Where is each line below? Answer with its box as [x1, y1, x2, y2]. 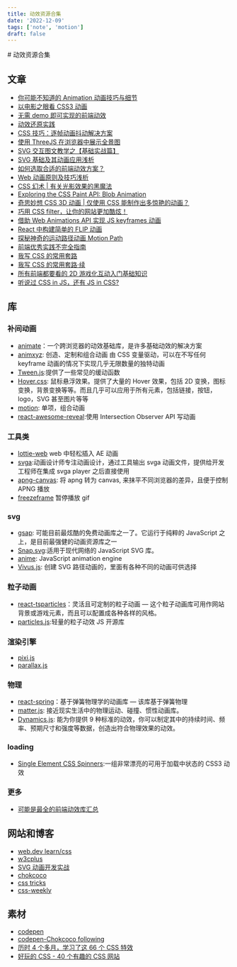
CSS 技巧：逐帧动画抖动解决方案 [17, 129, 113, 138]
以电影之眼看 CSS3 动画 [17, 102, 88, 111]
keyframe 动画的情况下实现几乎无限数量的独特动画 [17, 359, 165, 367]
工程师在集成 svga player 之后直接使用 [17, 467, 129, 476]
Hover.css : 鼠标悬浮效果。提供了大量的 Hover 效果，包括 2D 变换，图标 [17, 376, 226, 385]
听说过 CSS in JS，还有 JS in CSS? [17, 278, 120, 287]
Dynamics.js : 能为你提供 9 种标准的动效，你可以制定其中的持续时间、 [17, 715, 219, 724]
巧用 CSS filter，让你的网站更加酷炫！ [17, 207, 128, 216]
